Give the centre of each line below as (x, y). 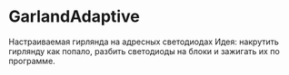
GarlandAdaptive (74, 17)
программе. (32, 61)
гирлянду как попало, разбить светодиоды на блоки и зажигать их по (144, 51)
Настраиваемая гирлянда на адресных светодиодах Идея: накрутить (144, 42)
